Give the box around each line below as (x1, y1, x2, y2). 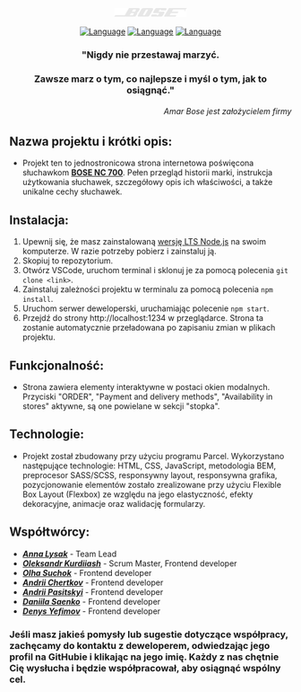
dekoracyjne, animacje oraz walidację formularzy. (21, 498, 206, 509)
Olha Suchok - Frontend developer (21, 567, 152, 578)
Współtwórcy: (9, 525, 90, 540)
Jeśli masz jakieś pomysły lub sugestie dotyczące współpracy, (9, 628, 288, 641)
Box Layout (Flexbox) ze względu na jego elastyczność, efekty (21, 489, 254, 500)
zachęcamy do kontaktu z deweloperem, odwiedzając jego (9, 639, 271, 652)
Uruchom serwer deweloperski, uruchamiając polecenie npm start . (21, 303, 270, 314)
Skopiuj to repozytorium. (21, 255, 114, 266)
